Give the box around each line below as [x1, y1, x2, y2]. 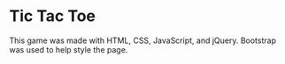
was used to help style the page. [9, 44, 128, 54]
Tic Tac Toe [9, 6, 96, 26]
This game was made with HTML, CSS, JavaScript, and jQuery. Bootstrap [9, 35, 277, 46]
